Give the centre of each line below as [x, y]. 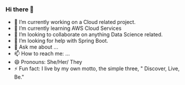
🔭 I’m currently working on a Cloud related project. [75, 22]
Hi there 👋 [20, 9]
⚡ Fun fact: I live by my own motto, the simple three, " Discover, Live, [97, 69]
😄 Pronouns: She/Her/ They [48, 62]
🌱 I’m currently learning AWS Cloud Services [68, 28]
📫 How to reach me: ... [42, 54]
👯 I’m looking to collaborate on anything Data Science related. [88, 35]
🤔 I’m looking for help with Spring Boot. [61, 41]
